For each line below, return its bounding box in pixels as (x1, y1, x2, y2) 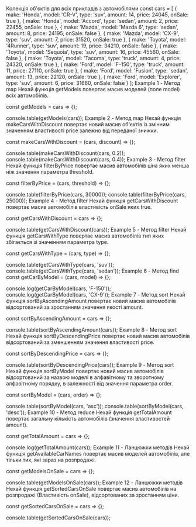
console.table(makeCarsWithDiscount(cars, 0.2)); (6, 150, 126, 157)
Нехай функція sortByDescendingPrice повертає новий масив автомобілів (6, 333, 190, 339)
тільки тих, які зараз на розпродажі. (6, 456, 97, 463)
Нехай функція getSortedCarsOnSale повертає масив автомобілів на (6, 485, 177, 492)
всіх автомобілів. (6, 92, 49, 99)
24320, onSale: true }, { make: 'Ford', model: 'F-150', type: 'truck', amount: (6, 61, 185, 68)
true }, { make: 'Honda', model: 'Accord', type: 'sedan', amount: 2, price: (6, 18, 179, 24)
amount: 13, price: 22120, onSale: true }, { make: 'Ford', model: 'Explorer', (6, 73, 182, 80)
